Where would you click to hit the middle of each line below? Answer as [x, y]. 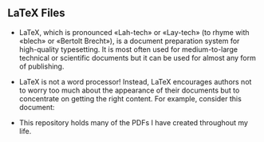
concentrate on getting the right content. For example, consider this [130, 98]
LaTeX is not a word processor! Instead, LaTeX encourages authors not [135, 81]
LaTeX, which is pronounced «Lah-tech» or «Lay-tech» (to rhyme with [134, 32]
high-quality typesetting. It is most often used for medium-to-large [128, 49]
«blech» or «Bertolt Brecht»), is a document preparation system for [129, 41]
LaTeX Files [36, 13]
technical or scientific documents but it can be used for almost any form [138, 57]
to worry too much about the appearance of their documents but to [129, 90]
